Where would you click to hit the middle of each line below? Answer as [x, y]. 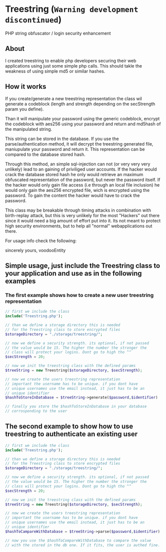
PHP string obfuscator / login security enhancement [58, 33]
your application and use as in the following [74, 273]
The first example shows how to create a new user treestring [80, 295]
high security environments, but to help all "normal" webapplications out [79, 226]
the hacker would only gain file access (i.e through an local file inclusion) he [82, 185]
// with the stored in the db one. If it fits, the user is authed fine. [83, 545]
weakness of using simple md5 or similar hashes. [55, 71]
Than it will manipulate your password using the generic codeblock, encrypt [83, 118]
